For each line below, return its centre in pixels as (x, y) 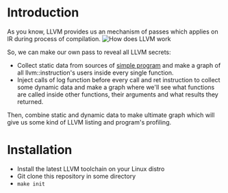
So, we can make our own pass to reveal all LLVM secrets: (89, 52)
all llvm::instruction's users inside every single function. (95, 73)
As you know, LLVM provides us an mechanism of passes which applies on (113, 31)
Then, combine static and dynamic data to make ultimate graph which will (111, 115)
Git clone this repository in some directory (76, 176)
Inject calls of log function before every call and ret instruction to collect (118, 79)
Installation (40, 150)
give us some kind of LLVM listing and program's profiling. (89, 122)
